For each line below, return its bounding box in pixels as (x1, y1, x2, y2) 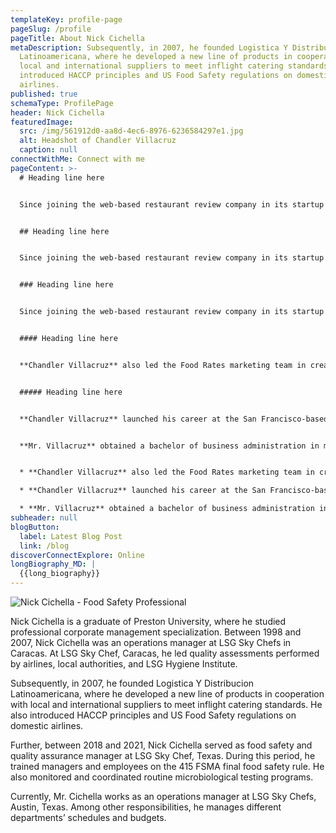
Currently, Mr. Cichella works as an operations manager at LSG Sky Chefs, (10, 791, 317, 802)
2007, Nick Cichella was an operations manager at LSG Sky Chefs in (10, 637, 292, 648)
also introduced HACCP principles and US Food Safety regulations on (10, 709, 297, 721)
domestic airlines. (10, 720, 84, 731)
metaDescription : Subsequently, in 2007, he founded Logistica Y (10, 42, 288, 53)
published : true (10, 89, 78, 99)
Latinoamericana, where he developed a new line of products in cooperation (10, 688, 325, 700)
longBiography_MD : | (10, 559, 97, 570)
